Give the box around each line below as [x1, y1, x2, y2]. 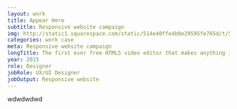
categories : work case [7, 37, 74, 44]
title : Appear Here [7, 17, 65, 24]
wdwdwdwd [7, 95, 43, 103]
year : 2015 [7, 56, 39, 63]
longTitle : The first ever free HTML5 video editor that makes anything [7, 50, 226, 57]
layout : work [7, 10, 46, 18]
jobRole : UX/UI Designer [7, 69, 80, 76]
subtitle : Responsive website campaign [7, 23, 125, 30]
